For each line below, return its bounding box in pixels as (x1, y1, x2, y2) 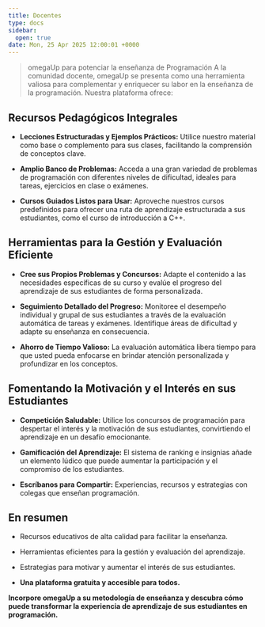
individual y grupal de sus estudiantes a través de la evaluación (19, 310, 227, 319)
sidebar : (8, 26, 37, 34)
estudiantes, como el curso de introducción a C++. (19, 213, 186, 222)
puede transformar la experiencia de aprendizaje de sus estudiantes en (8, 602, 248, 611)
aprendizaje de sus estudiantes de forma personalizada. (19, 286, 203, 295)
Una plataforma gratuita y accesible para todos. (19, 578, 180, 587)
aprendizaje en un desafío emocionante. (19, 432, 152, 442)
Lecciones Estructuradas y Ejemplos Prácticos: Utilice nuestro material (19, 131, 256, 141)
